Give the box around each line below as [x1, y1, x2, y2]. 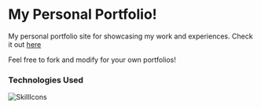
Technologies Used [8, 74, 84, 85]
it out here [8, 39, 42, 49]
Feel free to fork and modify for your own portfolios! [8, 55, 177, 64]
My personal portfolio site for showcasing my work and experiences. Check [8, 31, 253, 41]
